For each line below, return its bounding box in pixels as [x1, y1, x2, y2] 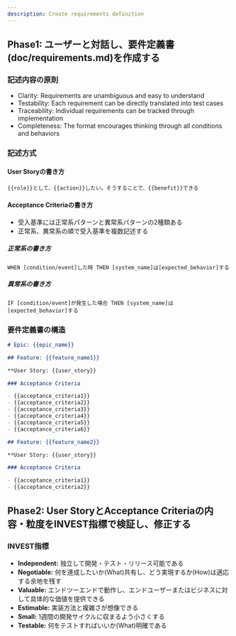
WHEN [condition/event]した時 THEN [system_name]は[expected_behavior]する [7, 264, 230, 271]
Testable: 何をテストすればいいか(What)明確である [17, 621, 167, 630]
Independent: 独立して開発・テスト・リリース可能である [17, 559, 184, 567]
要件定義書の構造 [7, 325, 66, 335]
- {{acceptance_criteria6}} [7, 426, 91, 433]
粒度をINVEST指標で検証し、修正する [26, 518, 191, 530]
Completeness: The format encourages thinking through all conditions [17, 122, 223, 130]
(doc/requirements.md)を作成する [7, 52, 161, 64]
